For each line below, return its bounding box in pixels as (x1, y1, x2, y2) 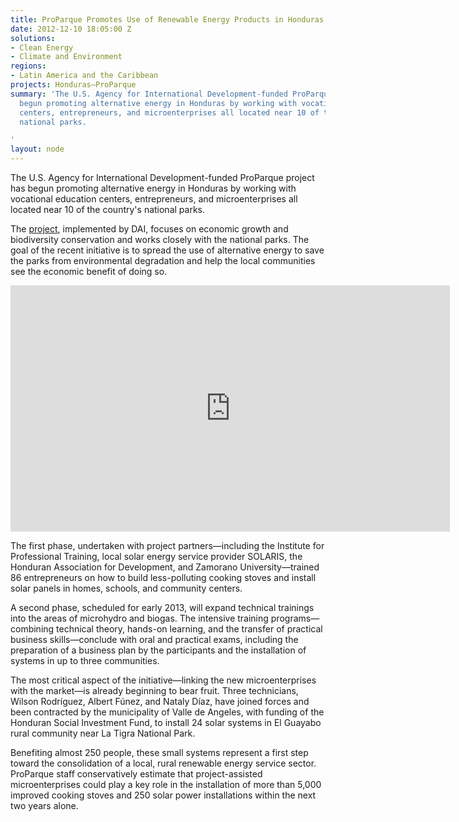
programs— (270, 612, 320, 624)
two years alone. (10, 800, 79, 811)
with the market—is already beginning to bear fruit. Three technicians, (10, 685, 299, 696)
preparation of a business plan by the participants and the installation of (10, 644, 307, 656)
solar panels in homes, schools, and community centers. (10, 582, 243, 594)
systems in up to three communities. (10, 655, 160, 666)
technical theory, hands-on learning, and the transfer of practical (56, 623, 323, 635)
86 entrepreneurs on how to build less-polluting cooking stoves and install (10, 572, 317, 583)
